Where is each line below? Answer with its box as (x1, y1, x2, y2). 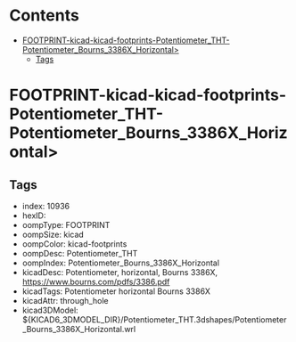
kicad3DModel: (21, 305, 78, 315)
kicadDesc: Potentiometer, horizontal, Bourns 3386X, (21, 266, 218, 277)
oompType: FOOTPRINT (21, 219, 111, 230)
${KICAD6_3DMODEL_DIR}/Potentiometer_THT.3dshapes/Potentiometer (21, 313, 287, 325)
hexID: (21, 210, 46, 221)
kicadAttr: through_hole (21, 295, 109, 305)
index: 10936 (21, 200, 70, 211)
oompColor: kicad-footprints (21, 238, 127, 249)
